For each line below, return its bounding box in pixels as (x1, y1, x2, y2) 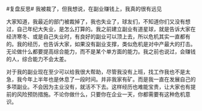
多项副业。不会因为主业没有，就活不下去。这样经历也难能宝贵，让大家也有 (6, 83, 191, 90)
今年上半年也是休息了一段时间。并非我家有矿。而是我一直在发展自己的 (22, 76, 196, 83)
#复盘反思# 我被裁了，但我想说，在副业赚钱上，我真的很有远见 (6, 5, 162, 12)
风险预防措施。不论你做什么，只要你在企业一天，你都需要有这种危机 (16, 91, 185, 98)
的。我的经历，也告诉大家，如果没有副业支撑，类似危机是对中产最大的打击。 (6, 41, 196, 47)
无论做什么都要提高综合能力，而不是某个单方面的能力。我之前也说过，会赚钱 (6, 48, 196, 55)
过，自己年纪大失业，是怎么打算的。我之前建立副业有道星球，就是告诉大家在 (6, 26, 196, 32)
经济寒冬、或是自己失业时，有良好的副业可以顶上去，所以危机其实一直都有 (6, 33, 191, 40)
